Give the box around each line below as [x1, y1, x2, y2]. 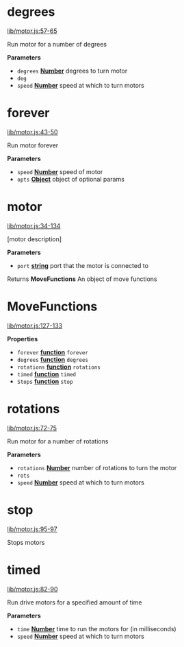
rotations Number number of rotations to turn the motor [16, 463, 177, 472]
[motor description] [7, 234, 62, 243]
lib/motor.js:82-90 [7, 585, 58, 593]
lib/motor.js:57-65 [7, 27, 57, 35]
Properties [7, 334, 38, 343]
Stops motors [7, 538, 45, 546]
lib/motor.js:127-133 [7, 321, 63, 330]
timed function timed [16, 369, 77, 378]
